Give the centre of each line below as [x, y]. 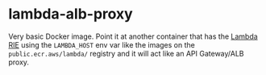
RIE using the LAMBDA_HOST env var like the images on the [102, 44]
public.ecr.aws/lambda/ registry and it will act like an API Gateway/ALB [126, 53]
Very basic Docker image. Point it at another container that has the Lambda [133, 36]
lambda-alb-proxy [71, 14]
